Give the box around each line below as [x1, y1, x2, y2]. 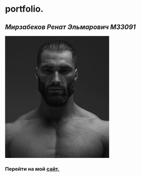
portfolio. [5, 3, 44, 15]
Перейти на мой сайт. [5, 165, 60, 172]
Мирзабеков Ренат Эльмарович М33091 [5, 23, 136, 31]
